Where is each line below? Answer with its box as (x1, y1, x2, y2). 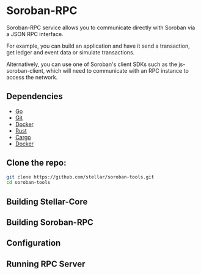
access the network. (6, 73, 58, 81)
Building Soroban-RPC (6, 218, 93, 228)
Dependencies (6, 91, 63, 101)
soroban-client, (6, 67, 45, 74)
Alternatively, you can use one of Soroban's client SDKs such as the (6, 61, 178, 68)
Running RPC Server (6, 258, 86, 269)
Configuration (6, 238, 61, 248)
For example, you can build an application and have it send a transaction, (6, 42, 191, 50)
